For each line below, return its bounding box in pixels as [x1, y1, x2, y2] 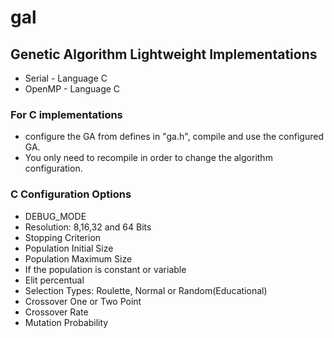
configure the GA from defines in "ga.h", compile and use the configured [24, 131, 324, 143]
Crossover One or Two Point [24, 295, 142, 307]
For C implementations [10, 107, 123, 121]
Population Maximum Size [24, 252, 133, 265]
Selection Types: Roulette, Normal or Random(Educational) [24, 284, 268, 296]
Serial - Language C [24, 72, 108, 84]
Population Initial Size [24, 242, 114, 254]
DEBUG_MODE [24, 210, 87, 222]
